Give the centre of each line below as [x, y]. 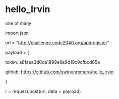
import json [17, 33]
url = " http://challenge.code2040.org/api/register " [57, 42]
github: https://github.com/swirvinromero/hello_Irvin [59, 72]
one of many [18, 23]
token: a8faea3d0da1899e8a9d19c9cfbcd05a [53, 62]
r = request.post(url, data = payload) [43, 91]
